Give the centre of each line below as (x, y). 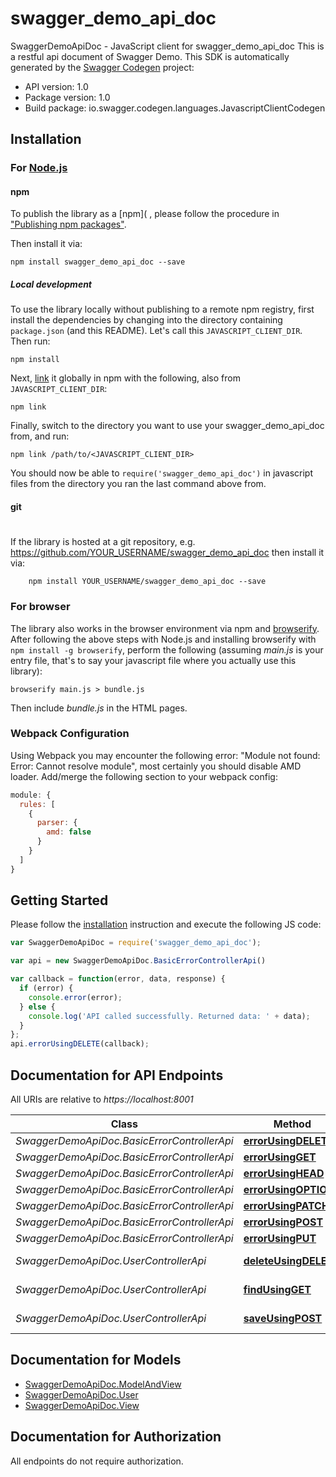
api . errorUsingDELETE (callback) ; (80, 1044)
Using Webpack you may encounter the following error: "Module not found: (165, 755)
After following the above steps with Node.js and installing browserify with (163, 639)
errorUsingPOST (283, 1222)
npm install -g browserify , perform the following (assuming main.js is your (167, 649)
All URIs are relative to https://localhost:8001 (102, 1099)
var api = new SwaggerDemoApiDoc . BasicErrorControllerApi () (138, 961)
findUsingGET (277, 1290)
